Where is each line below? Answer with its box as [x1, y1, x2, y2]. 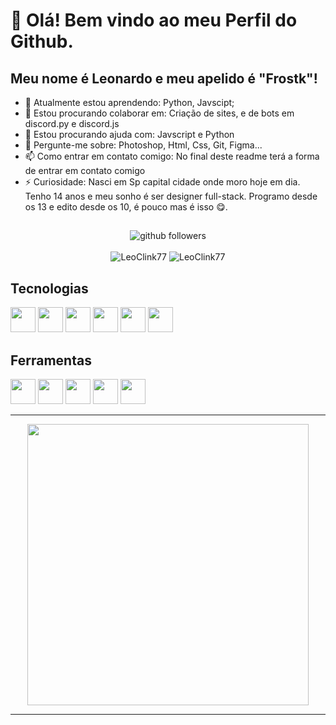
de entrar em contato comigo [24, 165, 146, 176]
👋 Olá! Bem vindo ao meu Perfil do [10, 9, 298, 32]
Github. [10, 30, 74, 53]
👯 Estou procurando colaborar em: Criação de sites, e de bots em [24, 107, 295, 119]
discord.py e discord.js [24, 118, 120, 129]
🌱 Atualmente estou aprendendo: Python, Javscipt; [24, 97, 235, 108]
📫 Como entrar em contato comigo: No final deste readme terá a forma [24, 150, 320, 162]
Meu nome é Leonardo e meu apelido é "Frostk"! [10, 70, 318, 87]
